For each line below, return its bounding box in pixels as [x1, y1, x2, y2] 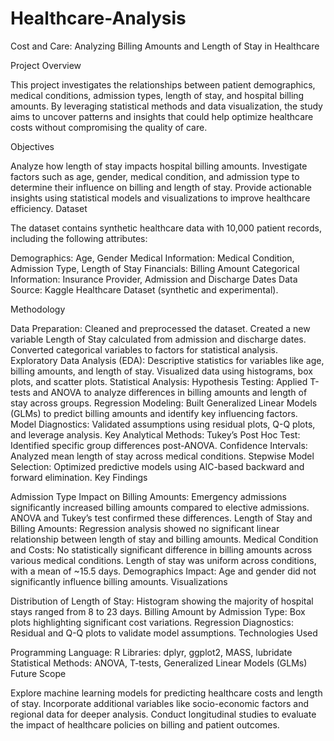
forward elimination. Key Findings [10, 471, 148, 483]
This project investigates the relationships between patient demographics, [10, 78, 316, 91]
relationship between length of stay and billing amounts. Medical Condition [10, 533, 319, 545]
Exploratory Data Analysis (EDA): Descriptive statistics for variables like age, [10, 354, 325, 366]
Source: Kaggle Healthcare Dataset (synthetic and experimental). [10, 283, 279, 296]
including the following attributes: [10, 232, 148, 244]
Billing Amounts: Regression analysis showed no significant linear [10, 522, 280, 534]
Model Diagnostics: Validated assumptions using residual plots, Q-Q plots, [10, 418, 316, 430]
